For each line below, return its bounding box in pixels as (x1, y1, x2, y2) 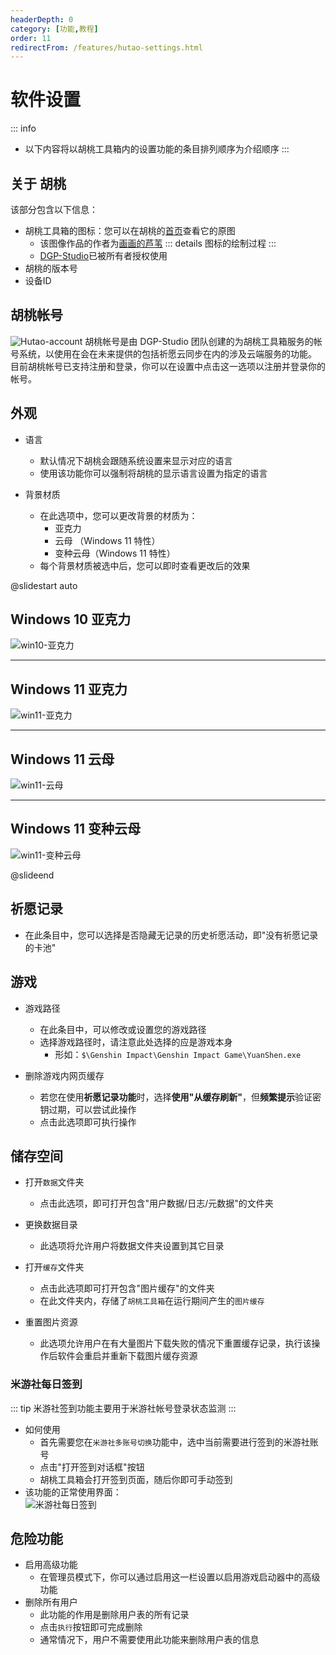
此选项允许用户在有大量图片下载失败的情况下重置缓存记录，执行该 (39, 1337, 312, 1350)
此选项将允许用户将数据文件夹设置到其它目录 (39, 1240, 225, 1252)
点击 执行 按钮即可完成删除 (39, 1621, 143, 1633)
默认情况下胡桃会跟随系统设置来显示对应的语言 (39, 454, 233, 466)
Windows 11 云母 (10, 751, 115, 768)
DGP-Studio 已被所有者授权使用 (39, 250, 168, 261)
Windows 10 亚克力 (10, 611, 132, 628)
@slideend (10, 869, 55, 881)
